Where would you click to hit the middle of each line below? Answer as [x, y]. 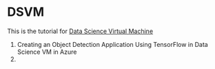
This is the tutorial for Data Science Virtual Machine [80, 31]
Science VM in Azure [47, 52]
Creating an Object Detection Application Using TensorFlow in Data [112, 44]
